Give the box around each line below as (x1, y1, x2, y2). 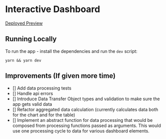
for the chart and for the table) (12, 112, 75, 118)
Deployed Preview (5, 20, 43, 26)
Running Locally (5, 35, 57, 43)
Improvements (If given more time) (5, 72, 116, 80)
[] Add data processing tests (12, 85, 72, 91)
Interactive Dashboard (5, 4, 100, 15)
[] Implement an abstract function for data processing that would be (12, 117, 153, 123)
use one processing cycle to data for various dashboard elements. (12, 127, 149, 134)
